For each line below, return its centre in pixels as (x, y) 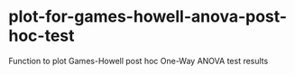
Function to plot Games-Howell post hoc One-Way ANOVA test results (138, 61)
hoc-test (41, 36)
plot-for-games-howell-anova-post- (148, 17)
